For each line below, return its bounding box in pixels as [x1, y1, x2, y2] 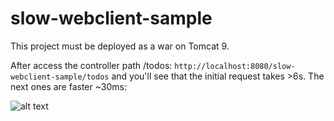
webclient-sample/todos [10, 72, 110, 82]
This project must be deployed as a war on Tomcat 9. [10, 40, 230, 52]
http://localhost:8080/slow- [174, 61, 296, 71]
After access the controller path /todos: [10, 59, 173, 71]
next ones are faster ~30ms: [10, 80, 128, 92]
